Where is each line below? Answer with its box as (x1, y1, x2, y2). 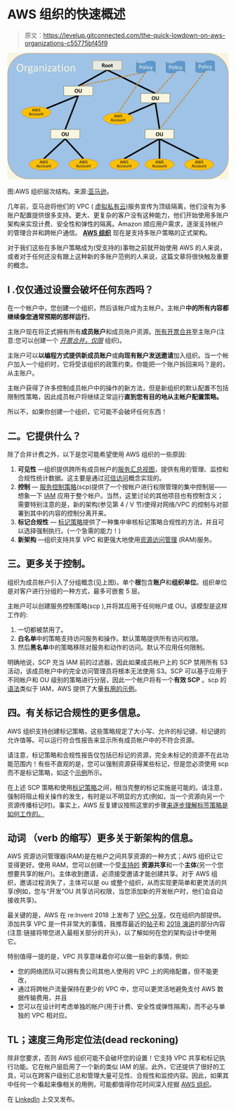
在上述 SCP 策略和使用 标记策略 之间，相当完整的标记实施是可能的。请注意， (7, 783, 227, 791)
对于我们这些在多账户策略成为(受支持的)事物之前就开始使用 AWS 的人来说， (7, 243, 226, 252)
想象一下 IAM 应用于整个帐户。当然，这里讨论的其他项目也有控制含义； (17, 492, 223, 499)
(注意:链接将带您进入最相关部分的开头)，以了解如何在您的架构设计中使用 (7, 929, 217, 937)
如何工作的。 (7, 810, 44, 818)
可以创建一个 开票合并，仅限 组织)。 (21, 336, 126, 345)
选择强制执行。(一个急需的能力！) (23, 527, 122, 535)
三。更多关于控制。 (7, 558, 91, 570)
